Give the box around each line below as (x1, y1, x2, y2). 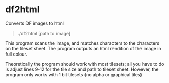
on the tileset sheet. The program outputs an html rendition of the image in (5, 45, 161, 51)
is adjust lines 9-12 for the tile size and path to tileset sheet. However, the (5, 66, 159, 72)
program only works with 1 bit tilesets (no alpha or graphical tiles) (5, 71, 143, 77)
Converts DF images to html (5, 20, 64, 26)
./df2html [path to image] (17, 30, 71, 36)
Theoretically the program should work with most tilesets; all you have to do (5, 61, 164, 67)
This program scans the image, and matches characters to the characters (5, 40, 159, 46)
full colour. (5, 51, 28, 57)
